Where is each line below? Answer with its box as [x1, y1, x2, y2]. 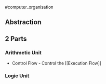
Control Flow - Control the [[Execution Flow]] [12, 60, 102, 66]
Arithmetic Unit [5, 49, 42, 56]
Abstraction [5, 18, 42, 26]
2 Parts [5, 34, 27, 43]
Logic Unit [5, 72, 30, 79]
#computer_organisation [5, 4, 54, 10]
